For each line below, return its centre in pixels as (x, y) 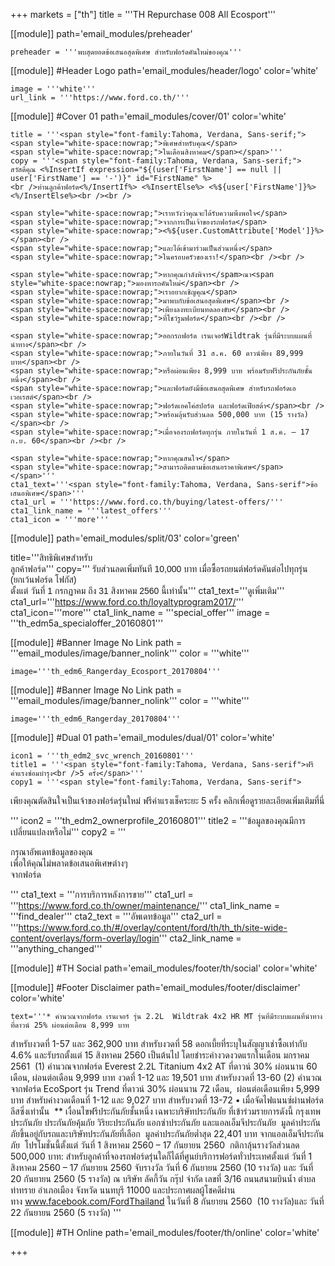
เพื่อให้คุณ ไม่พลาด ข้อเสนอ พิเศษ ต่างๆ (69, 863)
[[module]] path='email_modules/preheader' (101, 33)
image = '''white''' (53, 89)
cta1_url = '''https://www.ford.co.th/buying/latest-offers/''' (147, 502)
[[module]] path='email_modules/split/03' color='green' (125, 538)
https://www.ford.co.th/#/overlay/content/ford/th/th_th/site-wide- (153, 927)
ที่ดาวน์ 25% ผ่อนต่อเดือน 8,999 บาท (70, 1025)
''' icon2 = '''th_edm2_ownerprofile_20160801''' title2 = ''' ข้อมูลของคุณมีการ (158, 820)
